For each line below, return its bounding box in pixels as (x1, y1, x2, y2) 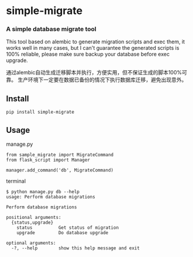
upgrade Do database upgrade (16, 230, 109, 236)
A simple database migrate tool (6, 25, 96, 33)
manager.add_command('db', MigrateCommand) (6, 167, 114, 173)
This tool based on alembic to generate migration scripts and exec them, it (6, 38, 185, 45)
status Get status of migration (16, 225, 119, 231)
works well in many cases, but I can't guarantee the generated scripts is (6, 44, 180, 52)
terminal (6, 177, 26, 185)
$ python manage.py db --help (6, 189, 80, 195)
